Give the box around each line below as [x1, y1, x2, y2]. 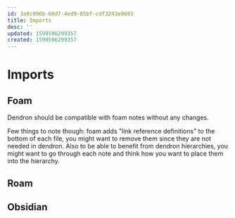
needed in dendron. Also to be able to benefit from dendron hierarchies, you [7, 142, 229, 150]
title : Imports [7, 17, 52, 24]
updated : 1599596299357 [7, 30, 77, 37]
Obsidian [7, 201, 48, 213]
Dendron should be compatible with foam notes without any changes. [7, 113, 209, 122]
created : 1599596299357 [7, 37, 77, 44]
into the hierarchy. [7, 157, 60, 165]
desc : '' [7, 23, 33, 30]
